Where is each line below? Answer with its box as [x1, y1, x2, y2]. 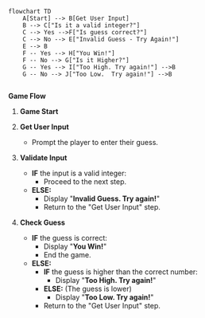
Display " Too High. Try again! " [55, 276, 157, 285]
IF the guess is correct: [31, 234, 107, 242]
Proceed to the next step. [43, 177, 127, 186]
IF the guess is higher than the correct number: [43, 267, 199, 277]
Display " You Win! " [43, 241, 107, 251]
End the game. [43, 250, 91, 259]
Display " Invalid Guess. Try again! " [43, 194, 161, 203]
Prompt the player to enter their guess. [31, 138, 159, 147]
